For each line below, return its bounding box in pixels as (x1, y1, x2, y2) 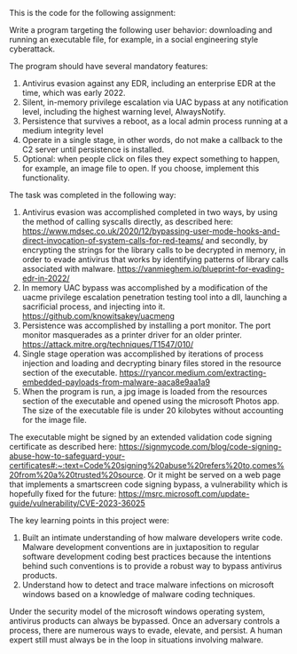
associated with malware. (21, 264, 115, 274)
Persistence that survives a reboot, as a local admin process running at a (21, 116, 288, 126)
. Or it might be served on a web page (143, 470, 282, 480)
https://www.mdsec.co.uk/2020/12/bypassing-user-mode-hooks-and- (21, 226, 281, 236)
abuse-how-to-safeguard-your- (9, 451, 126, 461)
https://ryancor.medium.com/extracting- (119, 368, 267, 378)
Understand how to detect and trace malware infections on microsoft (21, 579, 275, 590)
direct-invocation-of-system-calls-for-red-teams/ (21, 235, 204, 245)
